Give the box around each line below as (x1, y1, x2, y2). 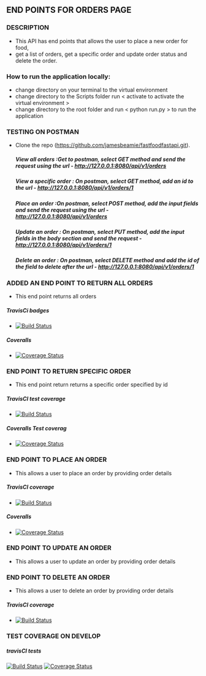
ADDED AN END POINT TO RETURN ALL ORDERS (6, 279, 153, 287)
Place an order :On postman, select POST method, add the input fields (15, 200, 199, 207)
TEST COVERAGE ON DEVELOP (6, 632, 101, 640)
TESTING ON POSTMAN (6, 127, 80, 136)
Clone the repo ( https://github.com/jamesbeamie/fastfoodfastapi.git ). (15, 141, 190, 149)
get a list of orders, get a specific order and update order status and (15, 50, 187, 58)
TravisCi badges (6, 306, 50, 314)
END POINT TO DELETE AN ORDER (6, 573, 110, 581)
